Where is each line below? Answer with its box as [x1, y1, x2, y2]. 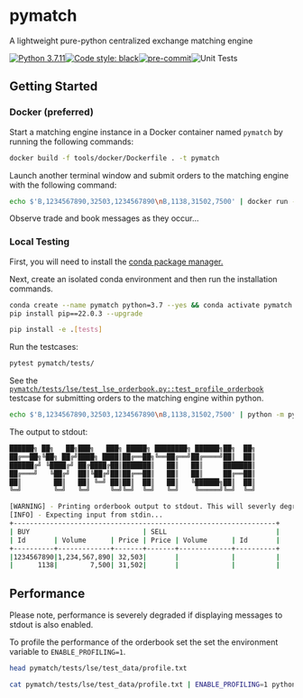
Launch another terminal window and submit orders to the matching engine [9, 170, 289, 180]
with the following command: [9, 179, 117, 190]
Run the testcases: [9, 342, 78, 353]
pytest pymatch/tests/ [9, 359, 95, 368]
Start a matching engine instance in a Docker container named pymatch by [9, 126, 284, 137]
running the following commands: [9, 136, 134, 147]
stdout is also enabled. [9, 620, 94, 630]
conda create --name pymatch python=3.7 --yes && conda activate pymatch [9, 300, 293, 309]
